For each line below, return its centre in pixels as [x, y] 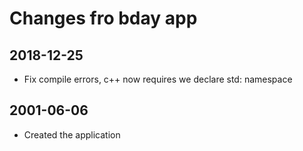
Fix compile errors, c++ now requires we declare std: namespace [158, 79]
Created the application [72, 134]
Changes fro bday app [103, 18]
